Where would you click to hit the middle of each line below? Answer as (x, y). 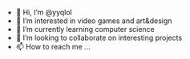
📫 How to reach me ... (53, 47)
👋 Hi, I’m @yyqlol (44, 12)
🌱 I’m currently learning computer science (85, 29)
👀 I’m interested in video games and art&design (94, 21)
